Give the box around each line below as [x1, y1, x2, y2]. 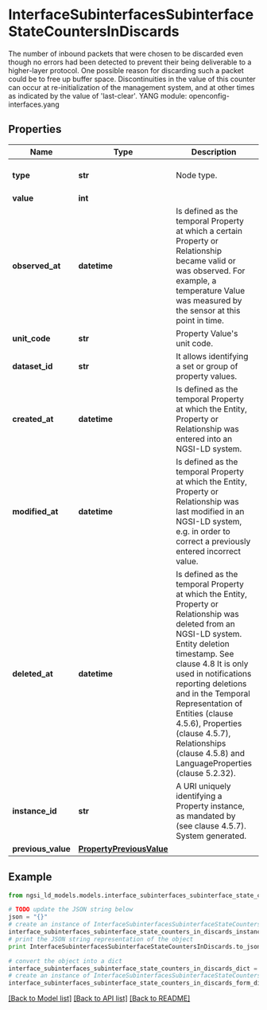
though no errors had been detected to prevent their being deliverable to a [8, 57, 252, 67]
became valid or [176, 255, 236, 266]
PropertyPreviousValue [78, 843, 168, 854]
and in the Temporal [176, 688, 250, 699]
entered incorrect [176, 545, 241, 556]
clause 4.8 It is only [176, 658, 249, 669]
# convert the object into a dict [8, 957, 123, 965]
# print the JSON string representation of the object [8, 935, 194, 943]
